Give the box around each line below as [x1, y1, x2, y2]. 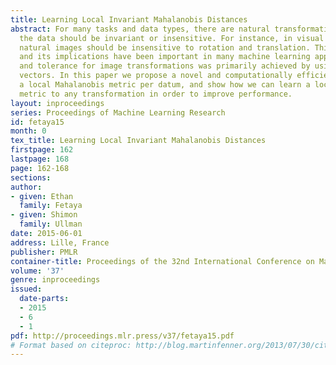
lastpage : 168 [10, 154, 70, 164]
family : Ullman [19, 219, 83, 230]
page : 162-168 [10, 163, 70, 173]
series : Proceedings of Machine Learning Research [10, 107, 226, 118]
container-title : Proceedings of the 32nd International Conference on [10, 256, 315, 266]
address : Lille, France [10, 237, 110, 248]
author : [10, 182, 43, 192]
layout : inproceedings [10, 98, 105, 108]
